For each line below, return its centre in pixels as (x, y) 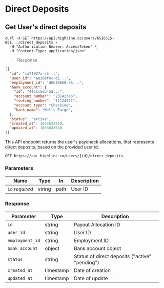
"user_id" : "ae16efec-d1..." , (40, 78)
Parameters (19, 168)
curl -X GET (17, 38)
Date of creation (92, 270)
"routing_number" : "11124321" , (46, 101)
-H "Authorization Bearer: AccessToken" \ (53, 47)
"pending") (87, 262)
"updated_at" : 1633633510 (36, 128)
